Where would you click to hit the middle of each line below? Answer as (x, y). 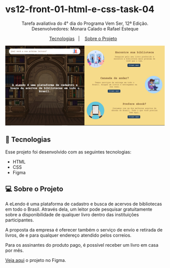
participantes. (20, 220)
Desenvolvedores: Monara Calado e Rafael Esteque (85, 28)
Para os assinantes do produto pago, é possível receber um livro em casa (82, 245)
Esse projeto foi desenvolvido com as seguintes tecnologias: (68, 152)
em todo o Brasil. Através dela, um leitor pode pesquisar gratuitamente (79, 209)
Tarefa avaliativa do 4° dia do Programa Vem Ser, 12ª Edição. (85, 23)
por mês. (15, 250)
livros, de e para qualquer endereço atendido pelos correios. (68, 235)
